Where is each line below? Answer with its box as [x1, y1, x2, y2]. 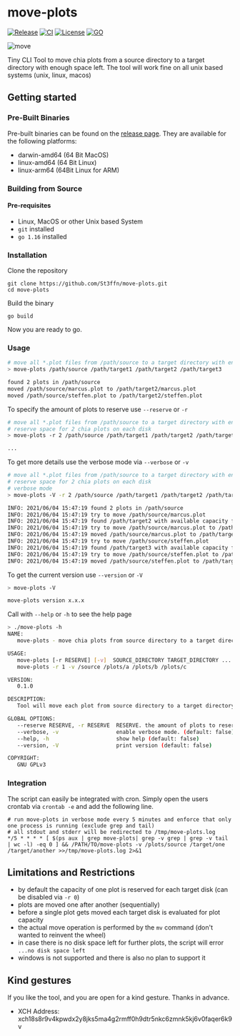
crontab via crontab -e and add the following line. [7, 802, 154, 810]
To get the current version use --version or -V [7, 570, 143, 579]
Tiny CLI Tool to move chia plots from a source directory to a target [7, 55, 205, 64]
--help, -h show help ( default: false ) [16, 735, 200, 743]
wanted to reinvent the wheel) [17, 931, 106, 940]
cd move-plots [7, 286, 50, 293]
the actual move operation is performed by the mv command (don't [17, 923, 213, 932]
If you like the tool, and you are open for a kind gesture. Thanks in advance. [7, 993, 230, 1002]
